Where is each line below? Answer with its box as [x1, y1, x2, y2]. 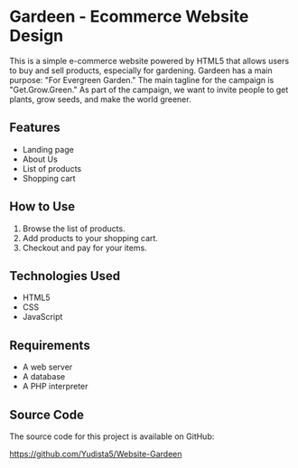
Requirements [9, 337, 90, 353]
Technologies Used [9, 268, 120, 284]
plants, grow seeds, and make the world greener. [9, 93, 191, 105]
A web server [22, 361, 73, 372]
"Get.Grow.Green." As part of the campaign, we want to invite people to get [9, 84, 289, 95]
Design [9, 25, 64, 46]
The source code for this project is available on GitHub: [9, 431, 215, 442]
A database [22, 371, 66, 382]
